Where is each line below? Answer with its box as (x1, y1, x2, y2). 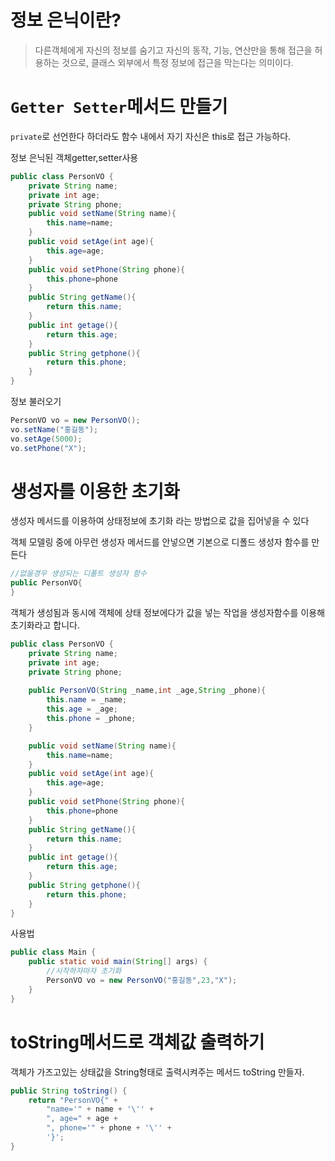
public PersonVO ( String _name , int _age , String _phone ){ (28, 686, 267, 696)
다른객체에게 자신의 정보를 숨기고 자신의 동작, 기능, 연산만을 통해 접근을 (34, 44, 313, 56)
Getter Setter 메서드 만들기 (10, 96, 228, 118)
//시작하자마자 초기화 (46, 966, 122, 976)
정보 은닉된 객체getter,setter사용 (10, 151, 139, 163)
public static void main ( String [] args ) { (28, 957, 208, 967)
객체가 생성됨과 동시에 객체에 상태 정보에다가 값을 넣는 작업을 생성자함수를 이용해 (10, 607, 326, 619)
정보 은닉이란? (10, 9, 122, 32)
